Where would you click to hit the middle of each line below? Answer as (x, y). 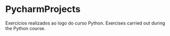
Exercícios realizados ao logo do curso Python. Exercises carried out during (85, 23)
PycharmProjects (43, 9)
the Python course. (25, 28)
